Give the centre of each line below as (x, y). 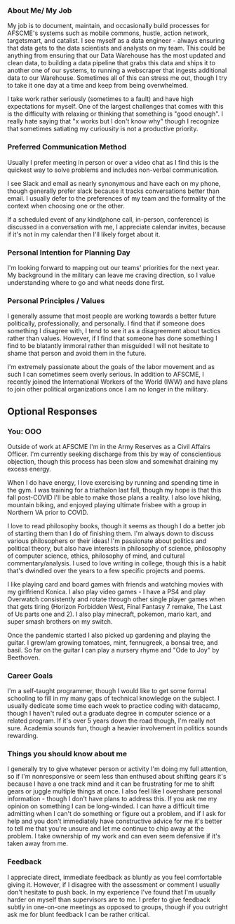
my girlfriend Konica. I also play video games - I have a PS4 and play (106, 591)
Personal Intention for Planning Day (69, 253)
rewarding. (23, 736)
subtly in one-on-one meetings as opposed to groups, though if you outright (117, 906)
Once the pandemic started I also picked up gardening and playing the (109, 635)
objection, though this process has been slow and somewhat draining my (113, 461)
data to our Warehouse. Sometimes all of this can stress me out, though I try (117, 78)
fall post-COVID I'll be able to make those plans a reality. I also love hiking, (114, 497)
